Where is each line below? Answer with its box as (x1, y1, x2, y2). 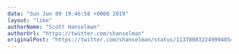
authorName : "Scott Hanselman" (7, 23, 100, 30)
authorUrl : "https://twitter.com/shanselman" (7, 29, 144, 37)
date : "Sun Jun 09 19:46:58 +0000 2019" (7, 10, 129, 18)
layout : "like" (7, 17, 53, 24)
